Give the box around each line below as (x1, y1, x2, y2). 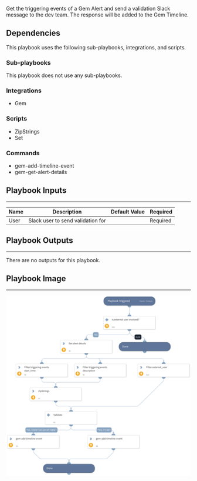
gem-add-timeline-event (14, 162, 74, 169)
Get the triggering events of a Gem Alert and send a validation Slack (6, 5, 171, 12)
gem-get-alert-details (14, 169, 67, 175)
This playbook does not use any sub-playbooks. (6, 72, 123, 79)
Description (52, 208, 82, 215)
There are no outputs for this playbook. (6, 256, 101, 263)
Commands (6, 149, 40, 157)
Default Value (110, 208, 145, 215)
